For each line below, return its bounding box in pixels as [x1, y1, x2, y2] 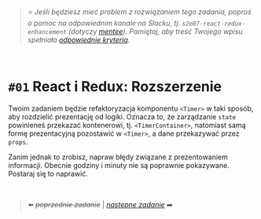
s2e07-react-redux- [182, 20, 246, 27]
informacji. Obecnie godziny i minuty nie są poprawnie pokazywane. [8, 160, 230, 170]
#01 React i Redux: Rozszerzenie [8, 78, 222, 96]
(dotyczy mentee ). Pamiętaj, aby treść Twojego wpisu [68, 27, 243, 36]
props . [8, 137, 28, 146]
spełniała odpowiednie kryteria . [27, 35, 130, 44]
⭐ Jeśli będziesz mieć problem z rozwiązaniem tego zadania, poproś [27, 7, 252, 16]
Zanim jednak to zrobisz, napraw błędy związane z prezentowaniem [8, 152, 228, 162]
